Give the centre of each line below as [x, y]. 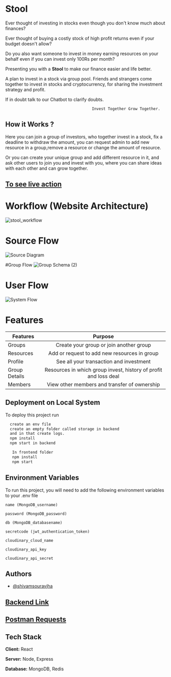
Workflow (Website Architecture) [77, 206]
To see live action [34, 184]
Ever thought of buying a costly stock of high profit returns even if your [80, 38]
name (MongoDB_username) [32, 505]
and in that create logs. [37, 434]
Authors [19, 574]
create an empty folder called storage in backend [65, 429]
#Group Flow [19, 265]
